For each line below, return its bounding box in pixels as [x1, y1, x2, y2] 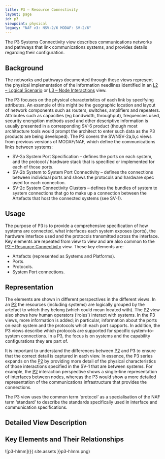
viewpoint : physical [5, 21, 48, 26]
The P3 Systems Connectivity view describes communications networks [5, 39, 152, 45]
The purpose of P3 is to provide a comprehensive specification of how [5, 223, 148, 229]
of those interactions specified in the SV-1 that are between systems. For [5, 363, 153, 369]
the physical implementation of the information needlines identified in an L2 [5, 82, 159, 88]
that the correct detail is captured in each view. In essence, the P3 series [5, 353, 153, 359]
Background [5, 64, 43, 72]
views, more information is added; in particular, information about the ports [5, 317, 157, 323]
